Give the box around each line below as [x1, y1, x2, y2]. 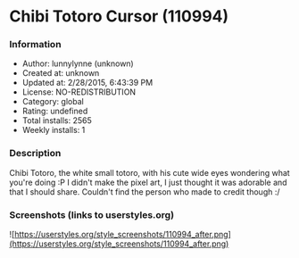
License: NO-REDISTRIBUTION [21, 87, 137, 97]
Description [9, 147, 62, 160]
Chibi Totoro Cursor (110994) [9, 6, 229, 27]
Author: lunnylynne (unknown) [21, 58, 134, 69]
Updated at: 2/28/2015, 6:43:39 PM [21, 78, 154, 88]
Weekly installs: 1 [21, 125, 86, 136]
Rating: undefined [21, 105, 88, 117]
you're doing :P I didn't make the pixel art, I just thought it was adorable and [9, 177, 287, 187]
